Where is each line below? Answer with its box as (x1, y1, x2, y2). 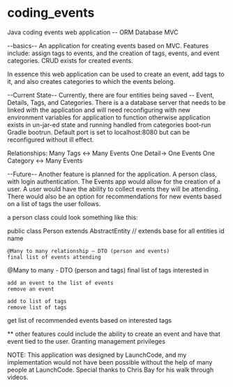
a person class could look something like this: (7, 213, 138, 221)
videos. (7, 372, 29, 381)
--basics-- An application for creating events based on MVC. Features (7, 41, 209, 50)
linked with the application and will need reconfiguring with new (7, 105, 190, 114)
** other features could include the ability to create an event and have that (7, 330, 221, 338)
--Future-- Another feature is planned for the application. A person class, (7, 170, 218, 178)
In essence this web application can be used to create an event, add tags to (7, 70, 225, 78)
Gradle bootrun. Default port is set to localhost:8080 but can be (7, 128, 190, 136)
